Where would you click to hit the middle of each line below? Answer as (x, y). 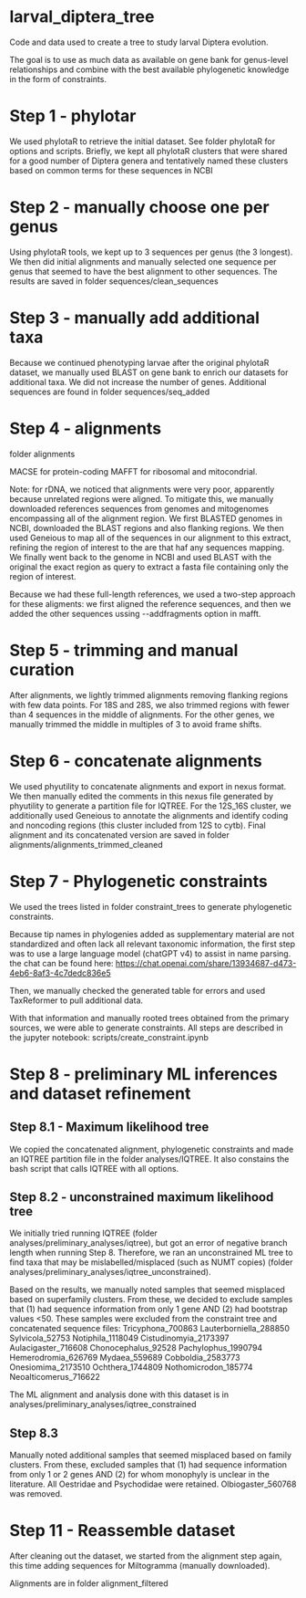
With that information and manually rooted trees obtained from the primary (149, 1018)
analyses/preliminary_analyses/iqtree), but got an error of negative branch (148, 1243)
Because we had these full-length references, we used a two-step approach (153, 594)
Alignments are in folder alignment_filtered (89, 1583)
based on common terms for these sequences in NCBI (111, 170)
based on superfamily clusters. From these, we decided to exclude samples (151, 1300)
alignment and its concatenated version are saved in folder (119, 835)
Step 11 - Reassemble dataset (122, 1531)
